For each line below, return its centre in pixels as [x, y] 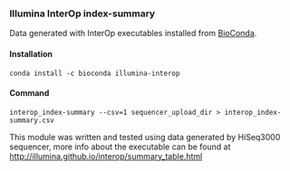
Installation [31, 53]
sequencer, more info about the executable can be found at [120, 147]
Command [29, 93]
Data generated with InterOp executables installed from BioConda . [133, 33]
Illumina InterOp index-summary [82, 14]
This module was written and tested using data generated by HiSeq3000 [145, 137]
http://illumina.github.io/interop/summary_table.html [106, 156]
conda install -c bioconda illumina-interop [95, 73]
